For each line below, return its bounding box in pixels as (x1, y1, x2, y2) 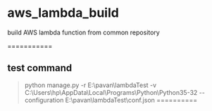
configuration (24, 96, 64, 104)
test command (7, 62, 73, 74)
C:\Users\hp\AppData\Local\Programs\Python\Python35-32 (24, 88, 198, 96)
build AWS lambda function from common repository (7, 28, 160, 37)
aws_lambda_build (7, 5, 120, 21)
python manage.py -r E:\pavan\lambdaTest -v (24, 81, 157, 89)
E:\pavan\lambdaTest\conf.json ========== (65, 96, 198, 104)
